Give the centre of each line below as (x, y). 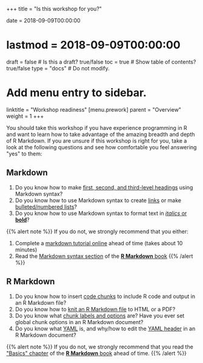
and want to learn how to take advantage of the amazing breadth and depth (101, 134)
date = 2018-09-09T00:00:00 (43, 20)
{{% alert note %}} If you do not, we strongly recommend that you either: (98, 231)
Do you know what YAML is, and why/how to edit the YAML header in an (105, 328)
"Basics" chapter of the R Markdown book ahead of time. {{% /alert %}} (96, 353)
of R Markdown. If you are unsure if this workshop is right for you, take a (97, 141)
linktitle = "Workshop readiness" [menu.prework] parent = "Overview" (94, 109)
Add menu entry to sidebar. (77, 93)
